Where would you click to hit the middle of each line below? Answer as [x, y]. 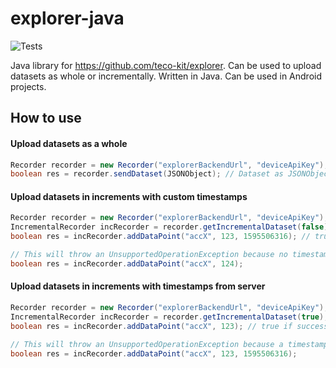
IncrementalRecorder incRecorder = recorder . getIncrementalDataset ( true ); [169, 317]
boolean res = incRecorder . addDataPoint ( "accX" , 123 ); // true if [151, 326]
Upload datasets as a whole [69, 143]
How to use [46, 118]
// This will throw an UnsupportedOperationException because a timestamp [169, 344]
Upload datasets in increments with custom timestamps [129, 196]
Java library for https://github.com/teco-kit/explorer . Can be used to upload [166, 65]
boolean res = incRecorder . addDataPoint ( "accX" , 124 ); [127, 263]
